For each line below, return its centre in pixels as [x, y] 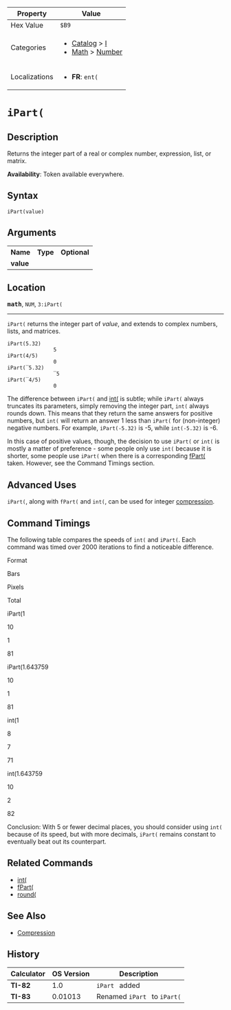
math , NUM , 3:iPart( [35, 304]
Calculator [28, 974]
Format [17, 561]
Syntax [23, 196]
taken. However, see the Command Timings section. [81, 463]
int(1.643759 [25, 774]
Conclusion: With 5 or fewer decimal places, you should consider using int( [115, 827]
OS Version [71, 974]
